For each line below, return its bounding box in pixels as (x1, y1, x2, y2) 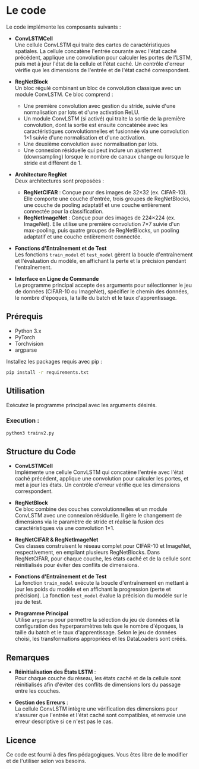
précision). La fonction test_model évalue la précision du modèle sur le (14, 592, 188, 599)
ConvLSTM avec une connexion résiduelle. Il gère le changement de (14, 512, 182, 519)
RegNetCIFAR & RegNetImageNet (14, 536, 99, 543)
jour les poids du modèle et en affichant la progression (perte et (14, 585, 171, 593)
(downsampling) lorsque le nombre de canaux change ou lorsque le (23, 153, 189, 160)
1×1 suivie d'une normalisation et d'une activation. (23, 134, 146, 141)
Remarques (6, 652, 50, 662)
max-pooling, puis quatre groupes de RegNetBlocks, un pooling (23, 227, 179, 234)
